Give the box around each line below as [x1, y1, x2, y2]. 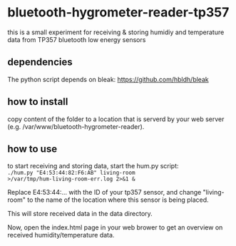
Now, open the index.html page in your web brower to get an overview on [7, 223, 223, 232]
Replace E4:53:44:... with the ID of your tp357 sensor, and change [7, 188, 202, 197]
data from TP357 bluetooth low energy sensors [7, 35, 146, 43]
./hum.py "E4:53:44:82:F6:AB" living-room [7, 169, 135, 177]
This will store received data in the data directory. [7, 210, 153, 218]
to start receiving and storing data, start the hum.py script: [7, 162, 180, 170]
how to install [7, 96, 68, 108]
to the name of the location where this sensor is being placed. [27, 195, 209, 204]
